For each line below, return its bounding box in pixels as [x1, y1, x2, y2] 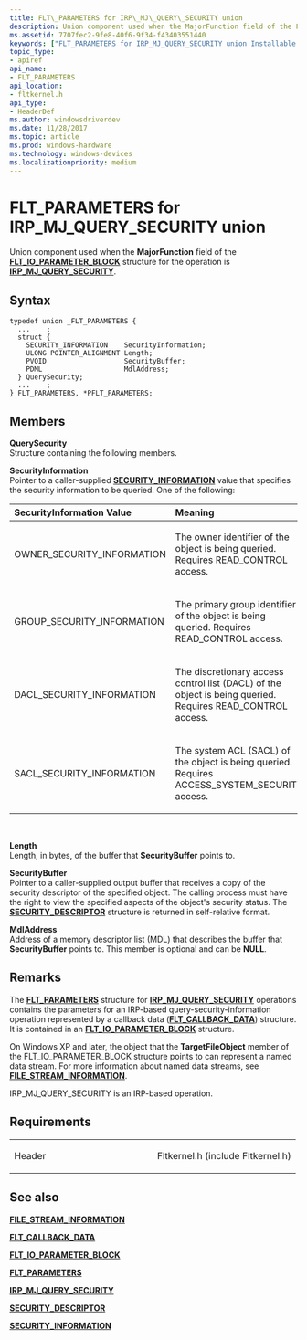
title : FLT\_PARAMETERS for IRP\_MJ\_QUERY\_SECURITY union [9, 13, 244, 23]
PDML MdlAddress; [26, 364, 170, 375]
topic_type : [9, 47, 55, 57]
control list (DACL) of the [175, 677, 281, 690]
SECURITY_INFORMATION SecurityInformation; [26, 341, 206, 350]
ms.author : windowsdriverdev [9, 115, 121, 124]
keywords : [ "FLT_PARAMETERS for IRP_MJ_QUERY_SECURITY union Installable [9, 38, 297, 48]
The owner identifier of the [175, 531, 290, 543]
